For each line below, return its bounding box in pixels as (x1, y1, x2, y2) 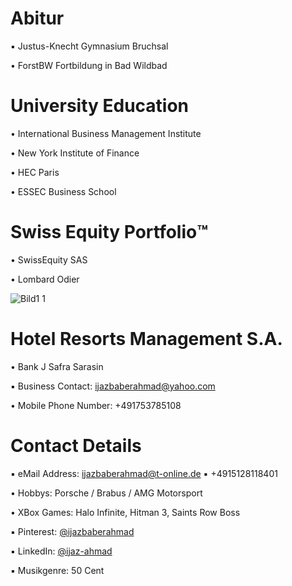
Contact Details (10, 434, 142, 457)
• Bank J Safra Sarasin (10, 360, 104, 372)
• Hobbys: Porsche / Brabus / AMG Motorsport (10, 487, 203, 499)
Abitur (10, 7, 65, 30)
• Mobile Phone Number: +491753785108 (10, 399, 182, 411)
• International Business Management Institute (10, 127, 202, 139)
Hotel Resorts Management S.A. (10, 328, 283, 350)
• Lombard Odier (10, 273, 80, 285)
